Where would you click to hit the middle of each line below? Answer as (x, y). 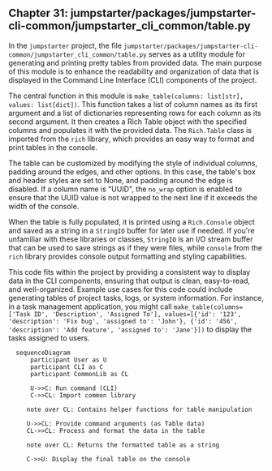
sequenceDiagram (43, 353)
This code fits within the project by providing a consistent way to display (130, 272)
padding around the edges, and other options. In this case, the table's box (132, 171)
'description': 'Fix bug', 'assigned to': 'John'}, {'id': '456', (123, 321)
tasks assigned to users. (49, 338)
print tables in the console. (53, 147)
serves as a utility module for (197, 54)
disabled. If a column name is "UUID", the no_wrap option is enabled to (125, 189)
